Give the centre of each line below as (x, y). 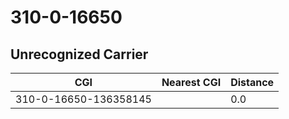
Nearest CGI (191, 82)
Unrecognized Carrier (79, 54)
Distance (252, 82)
